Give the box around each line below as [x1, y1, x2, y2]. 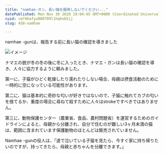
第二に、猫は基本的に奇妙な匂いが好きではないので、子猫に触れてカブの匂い [5, 93, 159, 98]
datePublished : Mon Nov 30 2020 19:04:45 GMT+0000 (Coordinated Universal [5, 12, 161, 17]
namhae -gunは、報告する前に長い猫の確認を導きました [5, 39, 118, 45]
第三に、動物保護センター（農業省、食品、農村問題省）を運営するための [5, 115, 150, 121]
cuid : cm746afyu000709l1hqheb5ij [5, 16, 73, 21]
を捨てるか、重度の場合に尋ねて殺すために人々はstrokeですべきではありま [5, 98, 154, 105]
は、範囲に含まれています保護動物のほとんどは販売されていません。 [5, 127, 142, 133]
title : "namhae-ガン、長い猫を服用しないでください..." [5, 7, 108, 12]
